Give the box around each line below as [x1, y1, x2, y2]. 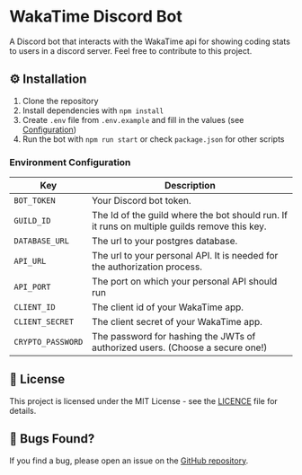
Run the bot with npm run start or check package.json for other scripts [22, 133, 285, 145]
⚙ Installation [9, 72, 87, 87]
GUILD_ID [13, 216, 51, 226]
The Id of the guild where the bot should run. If [91, 209, 289, 222]
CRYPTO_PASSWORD [13, 337, 84, 347]
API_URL [13, 256, 47, 267]
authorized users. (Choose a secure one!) [91, 341, 268, 354]
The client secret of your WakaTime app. [91, 316, 263, 329]
